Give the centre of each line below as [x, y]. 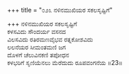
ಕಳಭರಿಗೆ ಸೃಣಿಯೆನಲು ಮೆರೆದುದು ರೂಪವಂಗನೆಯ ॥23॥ [65, 63]
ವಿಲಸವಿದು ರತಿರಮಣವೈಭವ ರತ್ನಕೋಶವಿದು [50, 39]
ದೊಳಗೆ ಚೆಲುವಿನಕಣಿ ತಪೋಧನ [38, 55]
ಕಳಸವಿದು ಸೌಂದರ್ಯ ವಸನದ [37, 31]
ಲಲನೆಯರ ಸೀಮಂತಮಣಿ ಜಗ [36, 47]
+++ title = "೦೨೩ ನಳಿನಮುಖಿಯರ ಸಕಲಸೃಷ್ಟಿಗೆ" [60, 10]
